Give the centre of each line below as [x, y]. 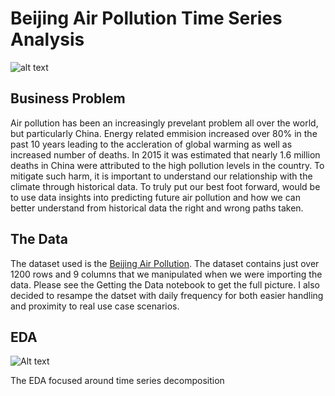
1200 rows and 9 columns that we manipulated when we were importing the [166, 274]
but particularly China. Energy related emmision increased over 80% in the [164, 133]
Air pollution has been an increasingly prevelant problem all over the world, [164, 123]
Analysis [47, 39]
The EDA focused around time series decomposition [117, 381]
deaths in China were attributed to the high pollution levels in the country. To [167, 165]
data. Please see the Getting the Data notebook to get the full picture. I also [165, 284]
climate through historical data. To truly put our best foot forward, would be [165, 186]
